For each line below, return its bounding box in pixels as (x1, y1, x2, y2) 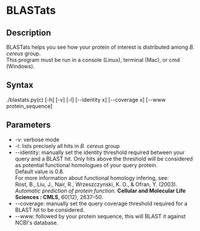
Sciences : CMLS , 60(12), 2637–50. (14, 193, 103, 200)
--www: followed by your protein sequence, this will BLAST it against (14, 212, 186, 220)
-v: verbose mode (14, 136, 60, 143)
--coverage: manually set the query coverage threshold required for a (14, 200, 188, 207)
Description (6, 28, 51, 38)
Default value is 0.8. (14, 168, 65, 175)
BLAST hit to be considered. (14, 206, 85, 214)
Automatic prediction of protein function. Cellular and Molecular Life (14, 187, 186, 194)
